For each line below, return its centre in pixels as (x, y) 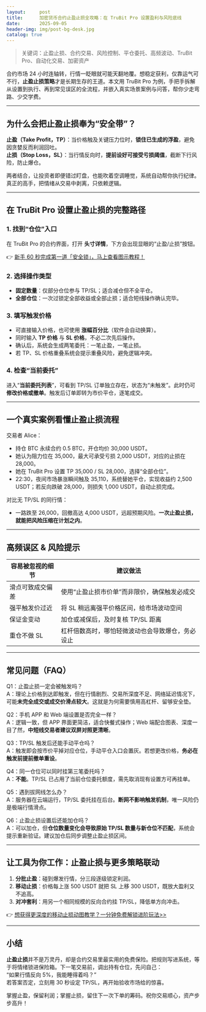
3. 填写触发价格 (29, 315)
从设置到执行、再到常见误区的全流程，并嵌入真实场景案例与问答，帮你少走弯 (103, 89)
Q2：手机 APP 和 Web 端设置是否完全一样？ (62, 714)
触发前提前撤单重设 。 (33, 758)
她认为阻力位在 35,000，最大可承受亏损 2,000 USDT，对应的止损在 (100, 456)
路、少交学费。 (25, 97)
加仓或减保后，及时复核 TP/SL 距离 (111, 620)
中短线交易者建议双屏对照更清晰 (68, 729)
